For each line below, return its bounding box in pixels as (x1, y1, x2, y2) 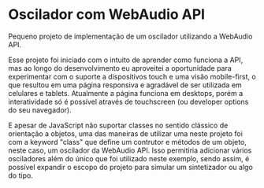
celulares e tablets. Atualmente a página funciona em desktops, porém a (8, 88, 244, 98)
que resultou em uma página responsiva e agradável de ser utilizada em (8, 80, 242, 90)
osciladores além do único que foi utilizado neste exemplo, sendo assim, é (8, 153, 250, 163)
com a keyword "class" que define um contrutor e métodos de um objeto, (8, 137, 247, 146)
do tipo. (8, 171, 33, 180)
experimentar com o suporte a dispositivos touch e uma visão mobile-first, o (8, 72, 256, 81)
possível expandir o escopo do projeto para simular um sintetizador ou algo (8, 162, 254, 171)
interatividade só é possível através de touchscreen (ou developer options (8, 97, 249, 106)
